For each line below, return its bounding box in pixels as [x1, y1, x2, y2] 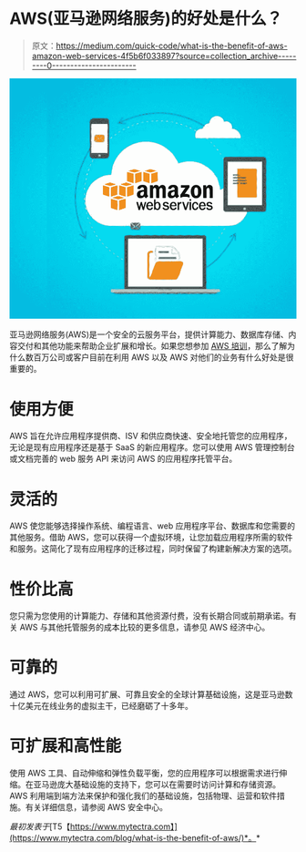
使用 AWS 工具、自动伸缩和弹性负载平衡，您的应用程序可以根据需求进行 [9, 767, 280, 779]
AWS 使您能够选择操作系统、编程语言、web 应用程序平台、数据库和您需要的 [9, 520, 296, 531]
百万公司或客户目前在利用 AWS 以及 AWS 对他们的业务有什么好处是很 [33, 352, 294, 363]
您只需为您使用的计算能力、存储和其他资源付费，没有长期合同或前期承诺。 [9, 611, 289, 621]
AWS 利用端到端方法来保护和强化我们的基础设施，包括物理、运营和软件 [9, 790, 278, 802]
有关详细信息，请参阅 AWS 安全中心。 [25, 802, 168, 813]
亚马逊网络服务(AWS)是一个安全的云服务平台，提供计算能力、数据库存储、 [9, 329, 289, 340]
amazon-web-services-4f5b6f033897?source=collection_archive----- [31, 50, 297, 61]
